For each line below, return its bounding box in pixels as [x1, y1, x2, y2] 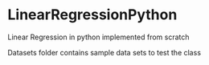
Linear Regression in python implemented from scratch [7, 32, 190, 42]
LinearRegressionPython [7, 6, 178, 24]
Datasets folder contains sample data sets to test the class [7, 47, 202, 57]
